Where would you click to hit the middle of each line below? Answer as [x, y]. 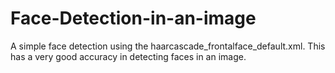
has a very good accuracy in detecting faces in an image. [128, 56]
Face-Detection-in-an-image [133, 18]
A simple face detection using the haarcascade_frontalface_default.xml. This [168, 46]
